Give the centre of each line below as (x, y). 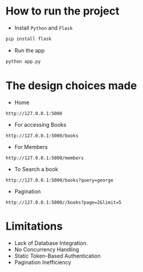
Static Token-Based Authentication (57, 256)
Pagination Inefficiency (43, 262)
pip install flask (29, 39)
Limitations (34, 226)
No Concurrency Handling (47, 249)
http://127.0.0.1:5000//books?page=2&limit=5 (63, 202)
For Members (31, 147)
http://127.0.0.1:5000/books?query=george (59, 180)
